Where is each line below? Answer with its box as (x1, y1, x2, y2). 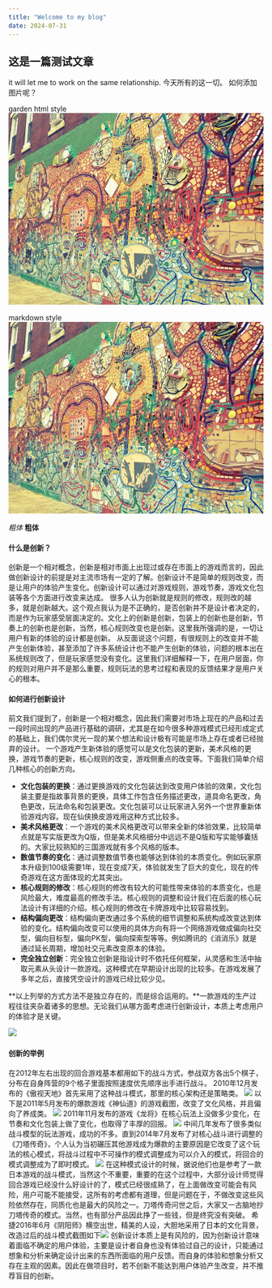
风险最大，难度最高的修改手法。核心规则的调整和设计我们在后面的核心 (19, 893, 255, 903)
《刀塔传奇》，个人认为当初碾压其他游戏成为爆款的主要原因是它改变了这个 (8, 1139, 253, 1148)
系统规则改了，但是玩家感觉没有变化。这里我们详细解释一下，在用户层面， (8, 654, 257, 663)
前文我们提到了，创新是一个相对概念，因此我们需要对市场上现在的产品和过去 (8, 714, 264, 723)
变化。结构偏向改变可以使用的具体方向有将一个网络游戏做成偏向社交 (34, 923, 261, 933)
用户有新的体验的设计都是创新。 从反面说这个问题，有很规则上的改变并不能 (8, 633, 259, 643)
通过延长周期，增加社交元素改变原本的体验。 (19, 943, 170, 953)
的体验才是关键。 (8, 1011, 66, 1021)
